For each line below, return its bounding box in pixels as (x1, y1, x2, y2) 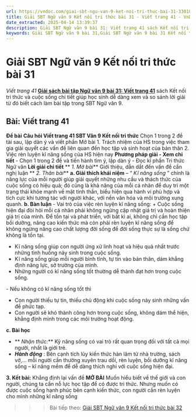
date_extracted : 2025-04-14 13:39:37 (6, 19, 98, 25)
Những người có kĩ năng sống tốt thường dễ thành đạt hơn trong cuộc (14, 267, 182, 275)
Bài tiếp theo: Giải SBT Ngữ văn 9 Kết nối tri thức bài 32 (49, 404, 183, 411)
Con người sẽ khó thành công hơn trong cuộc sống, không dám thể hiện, (14, 309, 190, 316)
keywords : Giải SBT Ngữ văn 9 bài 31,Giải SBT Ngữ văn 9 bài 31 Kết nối (6, 30, 187, 36)
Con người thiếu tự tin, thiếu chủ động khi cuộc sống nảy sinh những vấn (14, 297, 190, 304)
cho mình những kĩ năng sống (6, 392, 78, 399)
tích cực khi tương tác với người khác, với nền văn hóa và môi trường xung (6, 194, 184, 201)
